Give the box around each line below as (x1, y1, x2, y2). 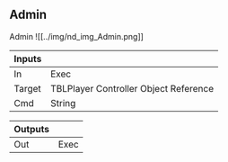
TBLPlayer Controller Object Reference (50, 82, 215, 94)
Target (13, 82, 42, 94)
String (50, 96, 76, 109)
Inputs (13, 52, 42, 65)
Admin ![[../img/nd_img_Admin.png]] (9, 31, 144, 41)
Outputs (13, 122, 49, 135)
